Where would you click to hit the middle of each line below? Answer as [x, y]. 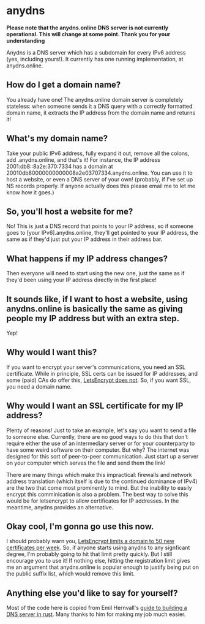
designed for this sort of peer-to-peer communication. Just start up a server [102, 456]
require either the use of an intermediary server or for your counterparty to [101, 443]
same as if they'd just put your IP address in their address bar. [84, 239]
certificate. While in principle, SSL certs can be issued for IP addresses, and [102, 373]
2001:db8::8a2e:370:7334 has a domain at [60, 166]
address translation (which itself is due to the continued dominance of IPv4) [102, 481]
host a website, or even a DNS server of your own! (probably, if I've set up [100, 179]
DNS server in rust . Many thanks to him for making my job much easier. [96, 614]
